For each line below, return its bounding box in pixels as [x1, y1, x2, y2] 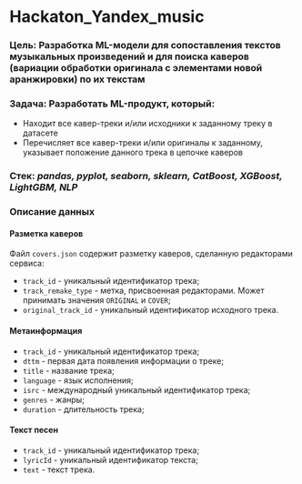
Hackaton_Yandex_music [9, 6, 205, 27]
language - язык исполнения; [22, 375, 134, 386]
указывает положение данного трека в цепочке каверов [22, 147, 244, 158]
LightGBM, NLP [9, 181, 78, 194]
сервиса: [9, 257, 45, 269]
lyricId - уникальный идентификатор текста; [22, 454, 198, 465]
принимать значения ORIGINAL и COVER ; [22, 295, 171, 306]
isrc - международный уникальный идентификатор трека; [22, 384, 251, 395]
